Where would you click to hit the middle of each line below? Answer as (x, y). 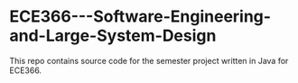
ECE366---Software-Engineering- (140, 17)
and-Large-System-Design (113, 36)
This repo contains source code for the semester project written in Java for (149, 60)
